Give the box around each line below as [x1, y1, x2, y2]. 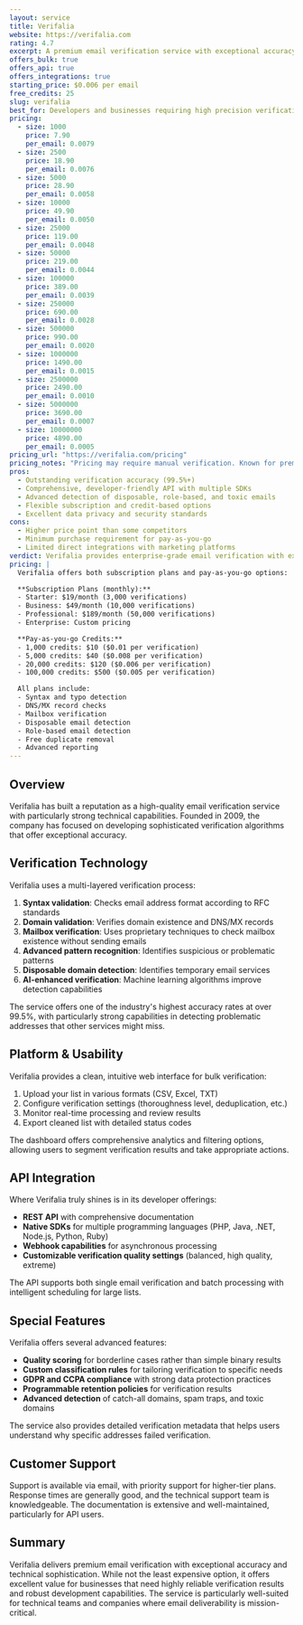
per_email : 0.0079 [25, 139, 95, 148]
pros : [9, 468, 30, 477]
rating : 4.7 [9, 38, 54, 48]
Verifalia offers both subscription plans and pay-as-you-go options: [17, 568, 289, 577]
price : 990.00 [25, 333, 78, 342]
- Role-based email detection [17, 726, 131, 735]
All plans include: [17, 685, 91, 694]
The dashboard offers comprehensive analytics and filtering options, [9, 1134, 264, 1145]
